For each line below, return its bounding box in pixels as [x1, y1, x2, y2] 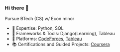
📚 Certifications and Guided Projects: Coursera [11, 42, 110, 48]
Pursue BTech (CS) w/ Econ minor [4, 16, 75, 22]
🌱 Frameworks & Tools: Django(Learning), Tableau [11, 31, 115, 37]
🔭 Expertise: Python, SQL [11, 25, 64, 31]
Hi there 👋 [4, 4, 29, 11]
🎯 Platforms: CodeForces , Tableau [11, 36, 82, 42]
